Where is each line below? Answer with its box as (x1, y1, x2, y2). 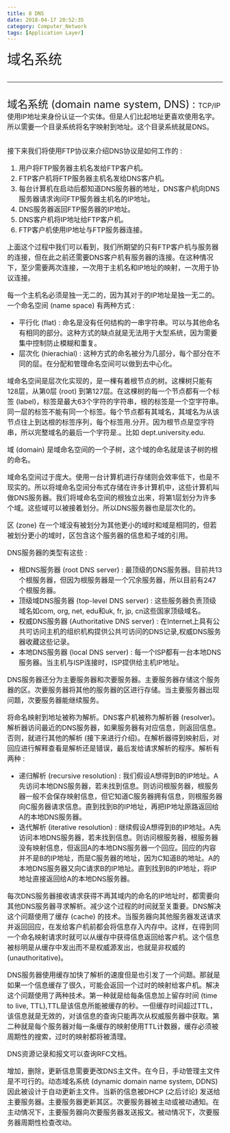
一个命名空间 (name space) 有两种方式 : (7, 301, 135, 310)
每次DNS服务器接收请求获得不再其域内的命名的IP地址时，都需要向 (7, 891, 220, 901)
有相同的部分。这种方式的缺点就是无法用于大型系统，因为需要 (18, 328, 218, 338)
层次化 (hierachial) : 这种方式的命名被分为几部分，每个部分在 (18, 349, 214, 358)
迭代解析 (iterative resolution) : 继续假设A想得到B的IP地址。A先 (18, 823, 221, 832)
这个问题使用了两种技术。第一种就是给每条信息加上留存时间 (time (7, 991, 218, 1000)
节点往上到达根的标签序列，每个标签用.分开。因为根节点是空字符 (7, 417, 215, 427)
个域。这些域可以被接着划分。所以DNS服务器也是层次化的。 (7, 503, 200, 513)
